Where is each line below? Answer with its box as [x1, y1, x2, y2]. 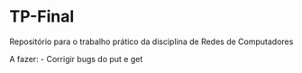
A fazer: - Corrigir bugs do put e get [9, 53, 143, 64]
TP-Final [9, 6, 75, 27]
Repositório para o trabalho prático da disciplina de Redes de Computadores [9, 36, 294, 47]
